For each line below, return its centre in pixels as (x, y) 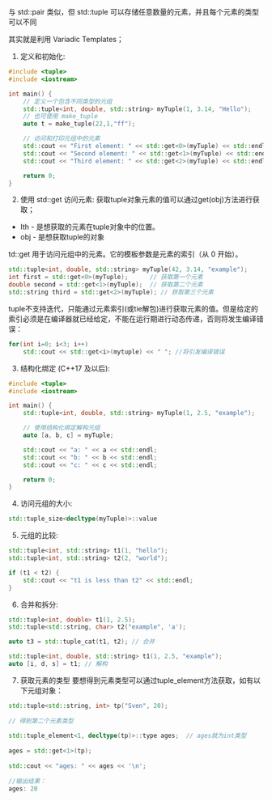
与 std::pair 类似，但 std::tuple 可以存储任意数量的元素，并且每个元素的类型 (134, 12)
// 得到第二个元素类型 (41, 721)
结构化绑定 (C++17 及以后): (65, 368)
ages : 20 (23, 788)
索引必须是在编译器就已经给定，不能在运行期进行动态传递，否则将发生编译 (132, 319)
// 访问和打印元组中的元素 (62, 139)
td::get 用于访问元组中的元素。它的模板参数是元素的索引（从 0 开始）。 (125, 254)
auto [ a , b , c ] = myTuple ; (68, 435)
